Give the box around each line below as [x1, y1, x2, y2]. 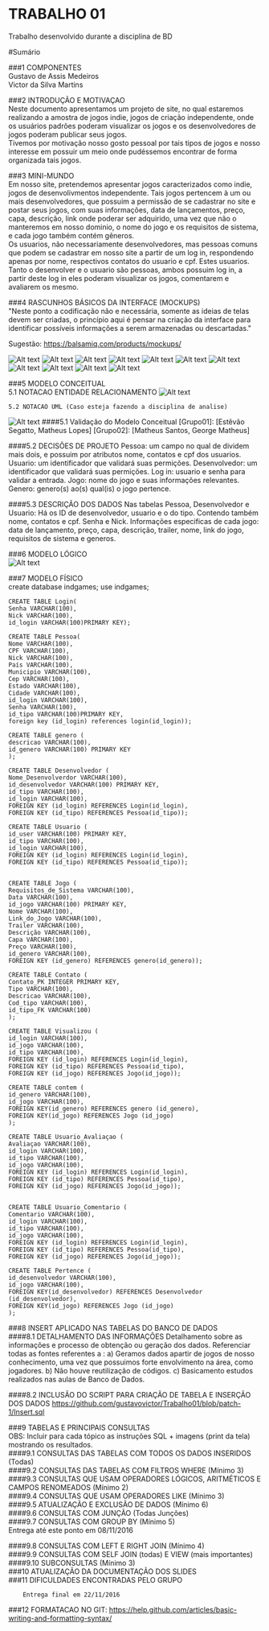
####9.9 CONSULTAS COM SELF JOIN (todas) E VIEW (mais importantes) [8, 1549, 253, 1559]
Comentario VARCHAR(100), [8, 1210, 95, 1218]
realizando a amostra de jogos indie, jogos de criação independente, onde [8, 112, 255, 122]
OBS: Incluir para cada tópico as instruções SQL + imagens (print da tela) [8, 1431, 251, 1441]
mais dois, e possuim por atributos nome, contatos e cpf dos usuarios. [8, 449, 242, 459]
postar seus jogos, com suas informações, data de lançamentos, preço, [8, 204, 246, 214]
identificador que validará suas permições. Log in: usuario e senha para [8, 466, 246, 476]
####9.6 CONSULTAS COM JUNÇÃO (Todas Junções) [8, 1508, 190, 1517]
